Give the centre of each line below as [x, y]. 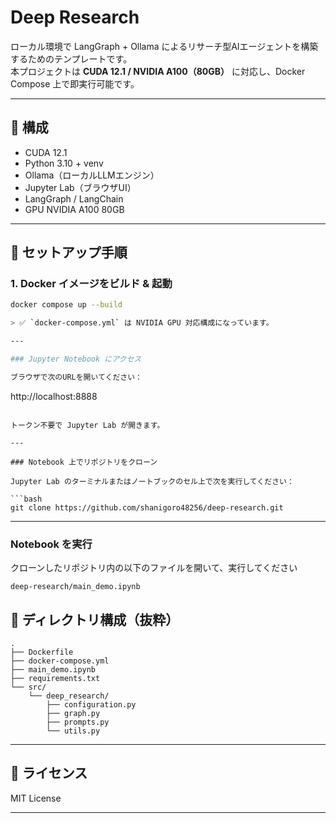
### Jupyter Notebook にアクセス [76, 359]
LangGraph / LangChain [74, 198]
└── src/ [28, 687]
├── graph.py [73, 713]
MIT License [36, 798]
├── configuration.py [91, 704]
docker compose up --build [66, 305]
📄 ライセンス [49, 773]
